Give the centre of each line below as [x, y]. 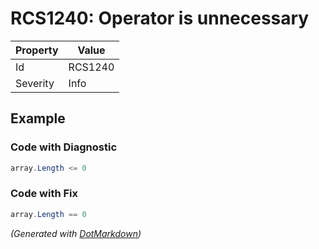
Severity [35, 83]
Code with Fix [44, 194]
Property [37, 50]
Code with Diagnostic [64, 147]
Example [38, 118]
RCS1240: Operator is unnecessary [160, 18]
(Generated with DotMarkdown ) [76, 233]
